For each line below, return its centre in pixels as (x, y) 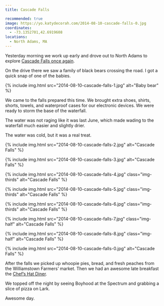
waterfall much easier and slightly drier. (45, 125)
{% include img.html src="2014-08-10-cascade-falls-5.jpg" (66, 189)
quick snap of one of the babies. (38, 76)
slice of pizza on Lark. (28, 288)
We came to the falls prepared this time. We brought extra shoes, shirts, (78, 100)
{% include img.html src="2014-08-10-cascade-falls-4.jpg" (66, 174)
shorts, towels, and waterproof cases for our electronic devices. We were (80, 105)
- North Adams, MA (29, 42)
